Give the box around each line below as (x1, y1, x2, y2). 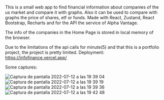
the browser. (5, 34, 31, 40)
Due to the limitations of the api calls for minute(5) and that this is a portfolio (5, 44, 160, 50)
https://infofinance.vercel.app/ (5, 55, 67, 61)
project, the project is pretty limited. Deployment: (5, 49, 104, 55)
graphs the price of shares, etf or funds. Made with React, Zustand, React (5, 15, 155, 20)
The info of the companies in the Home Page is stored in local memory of (5, 30, 154, 35)
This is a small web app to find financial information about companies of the (5, 4, 159, 10)
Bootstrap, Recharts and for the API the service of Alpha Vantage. (5, 20, 138, 26)
